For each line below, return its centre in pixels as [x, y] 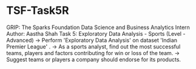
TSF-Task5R [38, 11]
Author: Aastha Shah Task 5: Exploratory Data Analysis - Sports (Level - [96, 33]
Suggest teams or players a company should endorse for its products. [93, 59]
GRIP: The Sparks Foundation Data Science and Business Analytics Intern [98, 27]
